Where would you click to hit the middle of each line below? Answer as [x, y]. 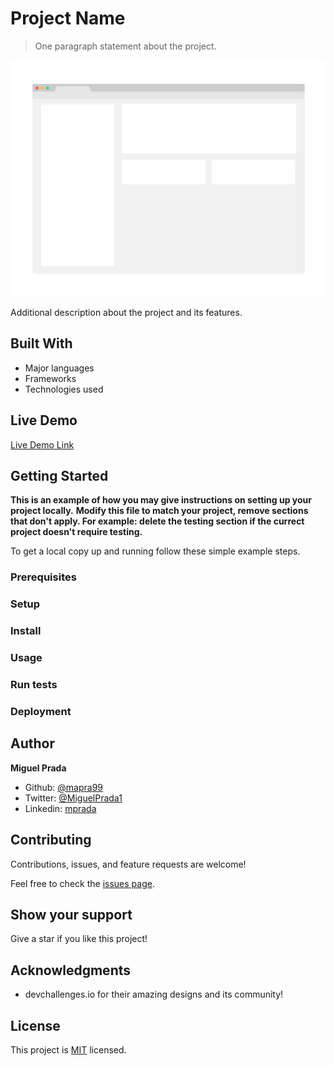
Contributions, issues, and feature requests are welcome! [128, 864]
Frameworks [50, 378]
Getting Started [59, 475]
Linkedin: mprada [60, 808]
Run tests [34, 684]
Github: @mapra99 [64, 787]
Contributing [51, 840]
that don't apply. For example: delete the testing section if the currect [157, 521]
